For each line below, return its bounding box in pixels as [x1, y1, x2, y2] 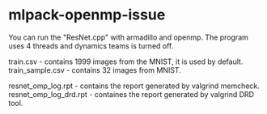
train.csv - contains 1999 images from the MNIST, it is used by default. [8, 57, 244, 66]
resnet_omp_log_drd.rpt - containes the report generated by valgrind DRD [8, 89, 255, 99]
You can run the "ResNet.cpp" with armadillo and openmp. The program [8, 32, 249, 42]
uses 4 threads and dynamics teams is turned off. [8, 40, 174, 50]
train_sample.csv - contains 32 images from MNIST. [8, 65, 182, 74]
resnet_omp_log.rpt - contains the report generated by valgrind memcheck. [8, 81, 261, 91]
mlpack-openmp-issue [8, 6, 166, 24]
